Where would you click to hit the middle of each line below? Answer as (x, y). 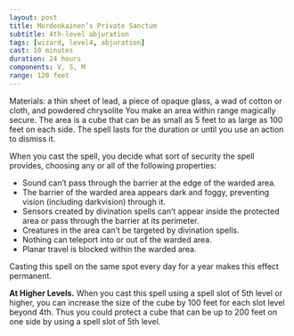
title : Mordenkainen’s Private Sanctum (83, 26)
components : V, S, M (48, 68)
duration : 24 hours (45, 59)
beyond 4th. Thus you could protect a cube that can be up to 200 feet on (143, 312)
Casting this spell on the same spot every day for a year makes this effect (144, 266)
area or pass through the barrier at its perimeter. (110, 220)
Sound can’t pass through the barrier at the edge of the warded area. (149, 183)
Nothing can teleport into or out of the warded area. (117, 239)
